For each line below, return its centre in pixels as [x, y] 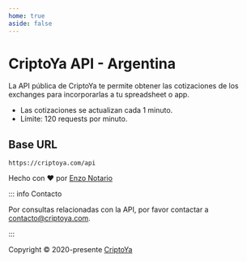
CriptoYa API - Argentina [92, 64]
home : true [27, 16]
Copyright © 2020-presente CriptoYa [70, 250]
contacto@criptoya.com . [49, 218]
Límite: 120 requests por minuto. [74, 119]
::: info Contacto [35, 194]
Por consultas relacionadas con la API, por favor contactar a [109, 210]
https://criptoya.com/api [52, 163]
